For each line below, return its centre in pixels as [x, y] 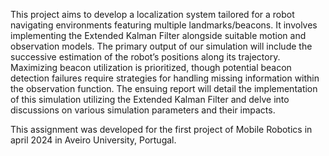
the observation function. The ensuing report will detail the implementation [164, 88]
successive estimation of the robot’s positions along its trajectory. [145, 57]
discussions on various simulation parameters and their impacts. [143, 110]
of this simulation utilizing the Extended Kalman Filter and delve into [150, 99]
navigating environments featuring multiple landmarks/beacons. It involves [164, 25]
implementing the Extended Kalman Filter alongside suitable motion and [158, 35]
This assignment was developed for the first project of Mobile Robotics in [161, 129]
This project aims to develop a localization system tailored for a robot [152, 14]
